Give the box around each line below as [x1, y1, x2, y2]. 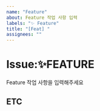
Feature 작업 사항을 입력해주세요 [6, 79, 84, 86]
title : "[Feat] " [6, 25, 50, 32]
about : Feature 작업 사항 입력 [6, 15, 78, 21]
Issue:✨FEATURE [6, 58, 95, 72]
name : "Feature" [6, 8, 47, 15]
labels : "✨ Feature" [6, 20, 59, 26]
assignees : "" [6, 32, 42, 38]
